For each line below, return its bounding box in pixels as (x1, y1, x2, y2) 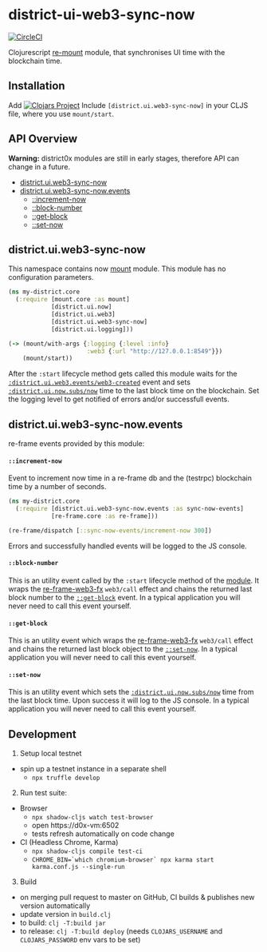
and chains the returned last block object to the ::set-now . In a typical (8, 644, 238, 654)
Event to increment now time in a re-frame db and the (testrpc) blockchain (8, 473, 253, 483)
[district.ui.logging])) (50, 325, 134, 333)
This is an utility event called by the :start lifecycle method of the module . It (8, 576, 260, 585)
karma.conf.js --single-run (31, 863, 125, 871)
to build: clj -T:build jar (19, 918, 106, 928)
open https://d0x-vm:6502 (31, 821, 120, 831)
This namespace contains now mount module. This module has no (8, 264, 226, 273)
